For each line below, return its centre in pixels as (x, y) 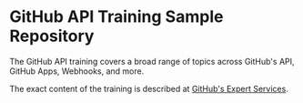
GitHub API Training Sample (116, 17)
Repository (52, 36)
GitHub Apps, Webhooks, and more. (77, 71)
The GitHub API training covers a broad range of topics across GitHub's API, (152, 61)
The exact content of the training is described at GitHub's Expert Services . (149, 88)
